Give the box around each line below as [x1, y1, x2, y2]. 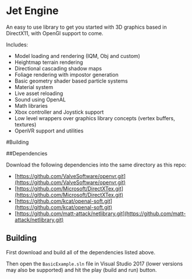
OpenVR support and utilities [14, 127, 83, 134]
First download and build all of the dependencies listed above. [6, 249, 156, 256]
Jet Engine [6, 4, 59, 18]
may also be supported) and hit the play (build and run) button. [6, 266, 157, 273]
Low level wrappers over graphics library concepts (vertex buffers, [14, 114, 175, 121]
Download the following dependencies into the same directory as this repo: [6, 161, 187, 168]
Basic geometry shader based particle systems [14, 77, 128, 84]
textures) [14, 121, 37, 128]
